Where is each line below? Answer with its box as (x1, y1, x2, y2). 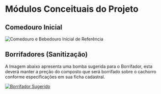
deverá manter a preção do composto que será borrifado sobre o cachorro (5, 68, 157, 74)
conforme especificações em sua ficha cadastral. (5, 74, 106, 80)
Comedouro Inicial (5, 23, 62, 31)
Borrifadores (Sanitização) (5, 50, 88, 59)
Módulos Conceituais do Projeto (5, 3, 139, 15)
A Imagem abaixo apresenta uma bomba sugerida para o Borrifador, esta (5, 63, 153, 69)
